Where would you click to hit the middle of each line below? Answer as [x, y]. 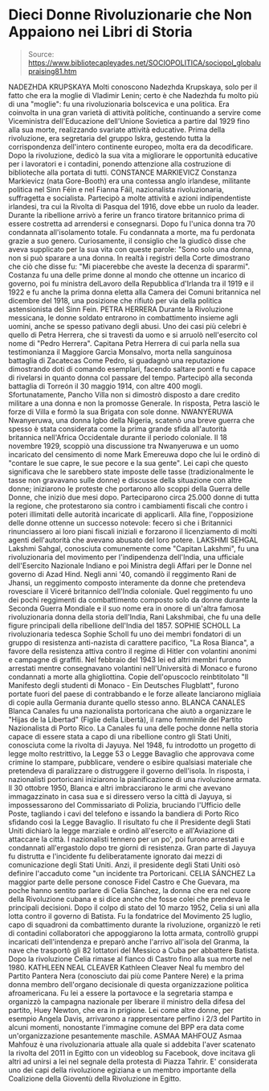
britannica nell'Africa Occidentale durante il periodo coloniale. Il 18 [118, 437]
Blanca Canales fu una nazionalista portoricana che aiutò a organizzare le [130, 710]
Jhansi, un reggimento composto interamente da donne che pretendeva [127, 583]
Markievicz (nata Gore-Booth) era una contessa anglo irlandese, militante [130, 181]
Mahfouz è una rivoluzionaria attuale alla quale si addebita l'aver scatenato [132, 1044]
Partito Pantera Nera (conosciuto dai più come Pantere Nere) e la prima [126, 976]
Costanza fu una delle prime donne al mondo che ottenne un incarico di [127, 274]
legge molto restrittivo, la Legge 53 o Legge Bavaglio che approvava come [132, 753]
